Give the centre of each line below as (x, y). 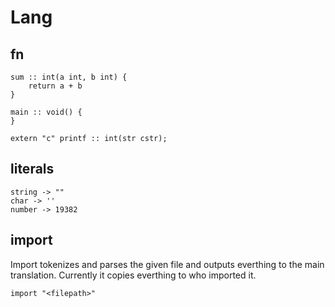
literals (32, 169)
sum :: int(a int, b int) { (69, 77)
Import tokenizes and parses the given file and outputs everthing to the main (167, 264)
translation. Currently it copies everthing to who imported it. (133, 275)
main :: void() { (46, 112)
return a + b (55, 86)
